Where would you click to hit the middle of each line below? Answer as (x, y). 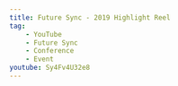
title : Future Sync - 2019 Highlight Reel (90, 17)
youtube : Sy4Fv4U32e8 (50, 68)
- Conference (50, 51)
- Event (40, 59)
